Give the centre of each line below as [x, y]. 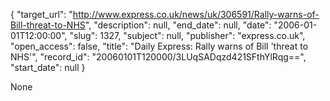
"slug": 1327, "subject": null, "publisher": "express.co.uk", [187, 35]
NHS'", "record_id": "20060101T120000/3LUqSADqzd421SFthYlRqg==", [158, 57]
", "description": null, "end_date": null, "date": [178, 25]
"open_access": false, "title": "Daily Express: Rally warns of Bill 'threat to [159, 46]
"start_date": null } [48, 67]
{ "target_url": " [41, 14]
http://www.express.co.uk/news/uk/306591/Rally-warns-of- [196, 14]
